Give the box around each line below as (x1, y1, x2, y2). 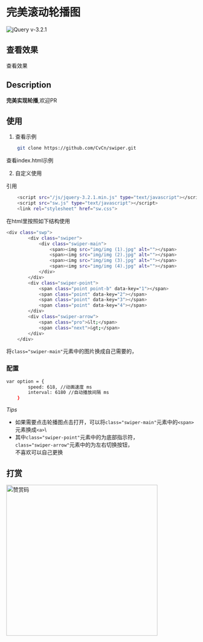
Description (6, 80, 51, 91)
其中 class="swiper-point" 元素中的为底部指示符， (14, 434, 138, 441)
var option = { (6, 378, 45, 384)
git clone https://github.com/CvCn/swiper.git (17, 145, 137, 151)
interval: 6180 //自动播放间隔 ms (28, 390, 109, 396)
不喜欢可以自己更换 (14, 449, 63, 456)
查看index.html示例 (6, 157, 54, 164)
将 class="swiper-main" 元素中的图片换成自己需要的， (6, 348, 138, 355)
